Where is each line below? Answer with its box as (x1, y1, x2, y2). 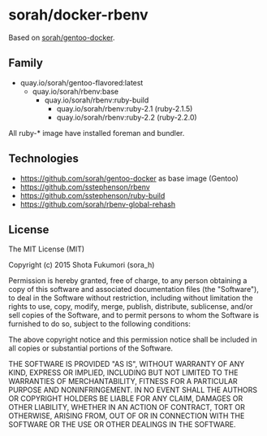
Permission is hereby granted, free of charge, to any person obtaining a (8, 276, 248, 286)
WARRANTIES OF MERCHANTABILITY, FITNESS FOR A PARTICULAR (8, 377, 238, 386)
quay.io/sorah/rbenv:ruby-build (44, 95, 149, 105)
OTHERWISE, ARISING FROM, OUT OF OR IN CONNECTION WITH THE (8, 411, 245, 421)
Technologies (8, 152, 80, 166)
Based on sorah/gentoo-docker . (8, 33, 115, 42)
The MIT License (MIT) (8, 244, 85, 254)
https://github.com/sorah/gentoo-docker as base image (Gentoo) (19, 173, 239, 183)
